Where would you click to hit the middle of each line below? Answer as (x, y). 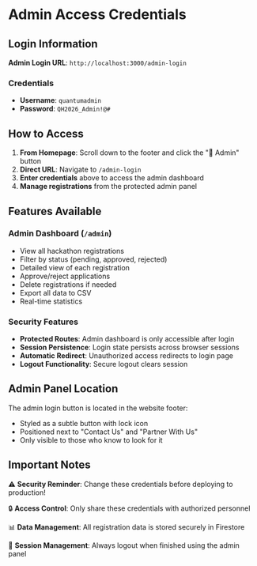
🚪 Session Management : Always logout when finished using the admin (124, 545)
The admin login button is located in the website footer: (98, 408)
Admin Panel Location (63, 389)
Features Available (55, 211)
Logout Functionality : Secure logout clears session (104, 364)
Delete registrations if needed (68, 284)
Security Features (43, 322)
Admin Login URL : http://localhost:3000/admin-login (98, 62)
